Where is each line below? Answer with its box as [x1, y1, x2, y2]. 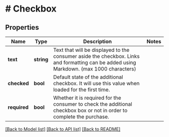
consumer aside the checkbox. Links [53, 53, 140, 59]
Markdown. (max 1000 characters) [53, 65, 136, 72]
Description [83, 38, 112, 45]
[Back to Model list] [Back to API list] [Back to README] [5, 126, 121, 132]
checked [8, 80, 29, 87]
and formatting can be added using [53, 59, 136, 66]
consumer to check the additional [53, 101, 132, 107]
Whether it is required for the [53, 94, 122, 101]
